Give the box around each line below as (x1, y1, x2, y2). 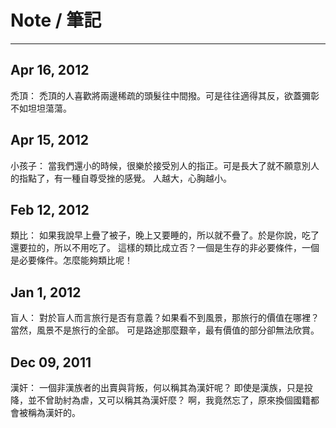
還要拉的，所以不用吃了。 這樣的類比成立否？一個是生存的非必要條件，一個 (10, 242, 320, 254)
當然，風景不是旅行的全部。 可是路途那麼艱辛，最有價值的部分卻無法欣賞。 (10, 324, 320, 336)
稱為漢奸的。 (27, 407, 81, 418)
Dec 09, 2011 (10, 354, 92, 371)
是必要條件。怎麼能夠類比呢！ (10, 254, 133, 266)
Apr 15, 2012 (10, 132, 90, 149)
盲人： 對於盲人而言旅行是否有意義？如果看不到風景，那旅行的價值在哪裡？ (10, 312, 320, 324)
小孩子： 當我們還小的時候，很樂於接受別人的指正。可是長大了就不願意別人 (10, 159, 320, 171)
